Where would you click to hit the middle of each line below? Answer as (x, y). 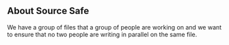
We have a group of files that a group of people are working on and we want (114, 27)
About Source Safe (48, 11)
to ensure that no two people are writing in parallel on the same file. (102, 34)
